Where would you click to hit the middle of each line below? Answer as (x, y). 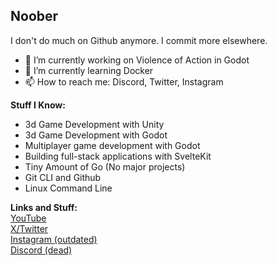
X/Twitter (29, 228)
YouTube (28, 218)
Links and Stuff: (44, 207)
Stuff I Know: (38, 105)
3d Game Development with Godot (96, 135)
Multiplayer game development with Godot (112, 145)
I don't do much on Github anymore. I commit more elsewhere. (139, 40)
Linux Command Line (68, 188)
